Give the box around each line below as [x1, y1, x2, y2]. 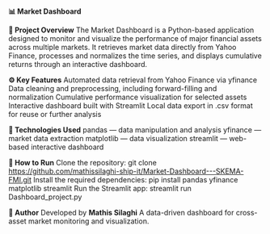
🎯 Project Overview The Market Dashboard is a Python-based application [8, 25, 255, 35]
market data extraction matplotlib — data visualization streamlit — [8, 134, 228, 143]
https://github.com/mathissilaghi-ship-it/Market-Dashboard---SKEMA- [8, 166, 244, 176]
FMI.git [8, 175, 32, 184]
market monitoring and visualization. [27, 216, 150, 226]
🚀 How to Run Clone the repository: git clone [8, 158, 158, 167]
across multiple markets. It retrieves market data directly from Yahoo [8, 43, 237, 52]
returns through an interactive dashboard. [8, 60, 148, 69]
